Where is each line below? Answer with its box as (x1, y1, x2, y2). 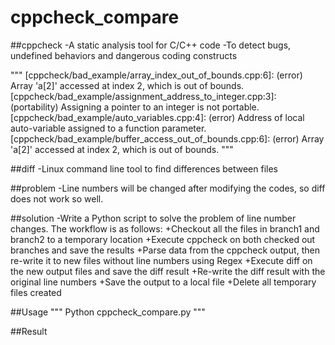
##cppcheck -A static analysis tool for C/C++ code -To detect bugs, (10, 39, 292, 51)
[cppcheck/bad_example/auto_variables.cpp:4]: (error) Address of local (10, 111, 305, 123)
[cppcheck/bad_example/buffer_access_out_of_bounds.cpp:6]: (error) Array (10, 132, 325, 145)
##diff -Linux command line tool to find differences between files (10, 162, 278, 175)
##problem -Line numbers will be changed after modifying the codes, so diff (10, 182, 326, 194)
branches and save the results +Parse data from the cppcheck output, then (10, 244, 320, 256)
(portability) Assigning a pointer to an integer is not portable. (10, 101, 260, 113)
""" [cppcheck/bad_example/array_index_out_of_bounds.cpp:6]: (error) (10, 69, 303, 81)
